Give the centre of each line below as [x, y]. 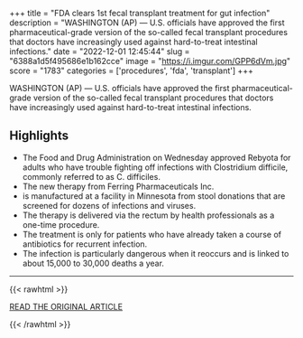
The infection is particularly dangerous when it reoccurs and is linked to [156, 253]
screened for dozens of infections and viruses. [109, 205]
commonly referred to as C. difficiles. [91, 176]
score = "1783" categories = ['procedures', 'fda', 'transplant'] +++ [132, 70]
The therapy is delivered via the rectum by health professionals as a [148, 215]
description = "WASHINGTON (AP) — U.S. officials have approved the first [147, 23]
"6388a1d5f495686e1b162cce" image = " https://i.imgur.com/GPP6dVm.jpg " [150, 61]
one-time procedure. [61, 224]
